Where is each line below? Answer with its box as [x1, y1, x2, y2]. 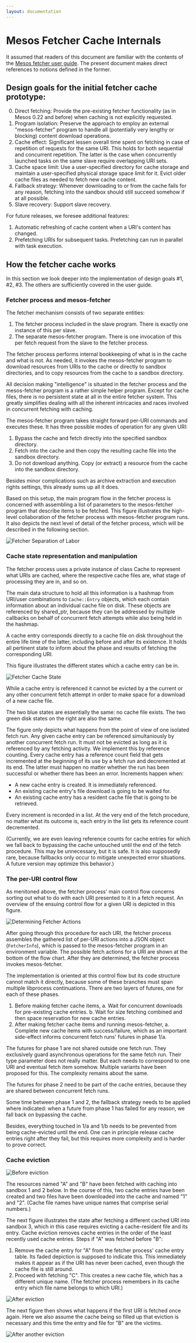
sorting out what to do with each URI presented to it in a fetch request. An [6, 895, 184, 902]
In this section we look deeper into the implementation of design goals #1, [6, 275, 184, 282]
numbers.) [6, 1206, 31, 1213]
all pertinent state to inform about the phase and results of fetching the [6, 644, 177, 652]
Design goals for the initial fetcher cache [6, 83, 157, 93]
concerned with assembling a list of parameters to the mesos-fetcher [6, 501, 174, 508]
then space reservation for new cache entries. [14, 1015, 126, 1022]
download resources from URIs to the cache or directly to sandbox [6, 363, 167, 370]
